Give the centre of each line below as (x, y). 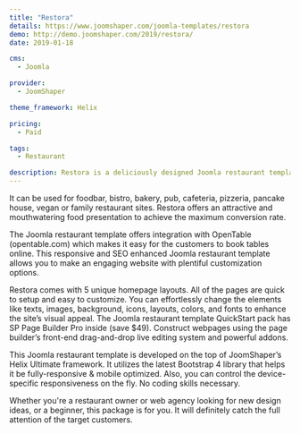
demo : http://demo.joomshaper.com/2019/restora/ (101, 34)
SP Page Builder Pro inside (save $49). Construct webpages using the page (149, 328)
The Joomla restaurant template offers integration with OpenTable (130, 234)
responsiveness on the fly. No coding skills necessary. (141, 383)
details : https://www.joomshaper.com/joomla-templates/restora (129, 26)
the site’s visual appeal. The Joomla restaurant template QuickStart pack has (150, 318)
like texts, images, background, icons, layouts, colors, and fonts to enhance (148, 309)
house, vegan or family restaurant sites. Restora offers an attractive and (141, 208)
